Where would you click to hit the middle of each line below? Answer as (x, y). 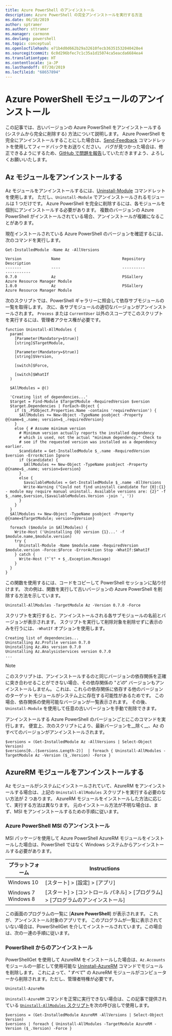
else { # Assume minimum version (50, 428)
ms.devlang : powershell (31, 39)
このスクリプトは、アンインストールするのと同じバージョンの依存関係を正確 (86, 676)
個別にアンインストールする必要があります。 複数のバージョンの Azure (80, 210)
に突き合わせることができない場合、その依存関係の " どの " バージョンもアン (85, 682)
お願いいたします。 (30, 159)
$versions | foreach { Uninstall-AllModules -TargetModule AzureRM (79, 1024)
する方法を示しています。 (36, 595)
